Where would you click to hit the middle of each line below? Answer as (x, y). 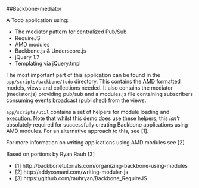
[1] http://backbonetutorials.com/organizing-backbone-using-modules (101, 166)
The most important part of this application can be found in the (83, 75)
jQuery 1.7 (27, 57)
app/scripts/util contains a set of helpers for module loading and (88, 112)
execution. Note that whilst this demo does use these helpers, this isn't (93, 118)
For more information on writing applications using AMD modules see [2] (95, 142)
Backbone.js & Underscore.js (50, 51)
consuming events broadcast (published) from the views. (76, 100)
